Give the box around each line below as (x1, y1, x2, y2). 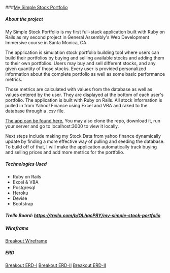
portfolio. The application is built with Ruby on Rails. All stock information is (5, 97, 162, 103)
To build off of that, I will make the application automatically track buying (5, 143, 157, 149)
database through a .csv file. (5, 108, 65, 114)
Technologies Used (5, 161, 47, 167)
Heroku (12, 190, 28, 196)
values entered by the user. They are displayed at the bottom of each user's (5, 92, 164, 98)
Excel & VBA (12, 179, 39, 185)
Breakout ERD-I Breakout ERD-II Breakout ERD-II (5, 262, 107, 268)
